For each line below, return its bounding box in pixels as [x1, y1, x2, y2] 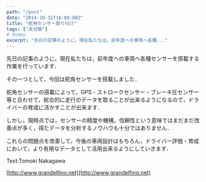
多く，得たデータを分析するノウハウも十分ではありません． [22, 125, 173, 131]
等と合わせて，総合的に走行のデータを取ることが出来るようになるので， [6, 96, 189, 103]
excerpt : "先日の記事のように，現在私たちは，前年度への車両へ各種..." [6, 37, 168, 43]
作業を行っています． [6, 62, 60, 70]
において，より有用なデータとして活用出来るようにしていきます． [6, 145, 172, 152]
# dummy [6, 32, 26, 38]
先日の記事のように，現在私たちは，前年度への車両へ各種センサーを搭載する [6, 55, 200, 62]
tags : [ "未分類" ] [6, 26, 48, 32]
